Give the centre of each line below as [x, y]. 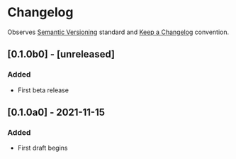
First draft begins [43, 148]
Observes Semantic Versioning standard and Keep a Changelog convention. [118, 32]
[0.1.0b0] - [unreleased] [61, 54]
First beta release [43, 90]
